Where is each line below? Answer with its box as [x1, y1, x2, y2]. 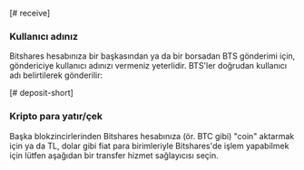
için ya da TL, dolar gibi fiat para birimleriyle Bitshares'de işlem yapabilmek [9, 140, 289, 151]
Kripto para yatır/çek [9, 110, 103, 123]
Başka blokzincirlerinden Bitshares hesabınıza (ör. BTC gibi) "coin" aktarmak [9, 130, 295, 141]
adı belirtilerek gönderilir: [9, 70, 103, 80]
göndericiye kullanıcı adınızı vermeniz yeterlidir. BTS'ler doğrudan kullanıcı [9, 61, 288, 71]
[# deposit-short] [9, 88, 74, 99]
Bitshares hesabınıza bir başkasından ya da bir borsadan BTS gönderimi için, [9, 51, 296, 61]
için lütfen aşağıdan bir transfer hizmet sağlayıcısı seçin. [9, 149, 220, 161]
